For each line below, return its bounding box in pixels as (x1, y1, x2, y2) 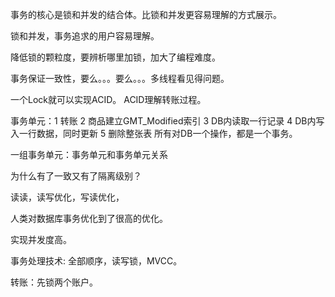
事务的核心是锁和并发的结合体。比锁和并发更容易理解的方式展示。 (10, 9, 282, 20)
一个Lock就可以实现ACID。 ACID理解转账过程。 (10, 94, 207, 105)
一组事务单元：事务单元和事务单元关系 (10, 149, 168, 160)
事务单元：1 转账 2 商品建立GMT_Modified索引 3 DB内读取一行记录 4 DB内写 (10, 115, 325, 127)
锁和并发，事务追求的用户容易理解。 (10, 30, 160, 42)
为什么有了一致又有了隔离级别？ (10, 170, 142, 182)
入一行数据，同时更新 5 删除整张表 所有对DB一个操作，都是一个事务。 (10, 128, 298, 139)
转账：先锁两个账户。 (10, 276, 98, 288)
